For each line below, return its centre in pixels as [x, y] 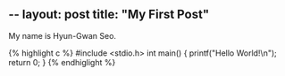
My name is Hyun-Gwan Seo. [63, 35]
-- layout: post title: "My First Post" [109, 15]
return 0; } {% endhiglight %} [62, 62]
